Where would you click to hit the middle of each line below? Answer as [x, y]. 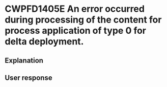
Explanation [24, 60]
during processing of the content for [83, 20]
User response [29, 78]
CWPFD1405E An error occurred [75, 9]
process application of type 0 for [75, 31]
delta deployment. [44, 42]
